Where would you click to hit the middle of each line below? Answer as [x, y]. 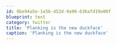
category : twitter [28, 22]
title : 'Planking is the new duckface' [55, 28]
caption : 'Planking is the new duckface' [57, 33]
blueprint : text [26, 17]
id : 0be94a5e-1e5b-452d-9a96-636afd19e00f [58, 11]
